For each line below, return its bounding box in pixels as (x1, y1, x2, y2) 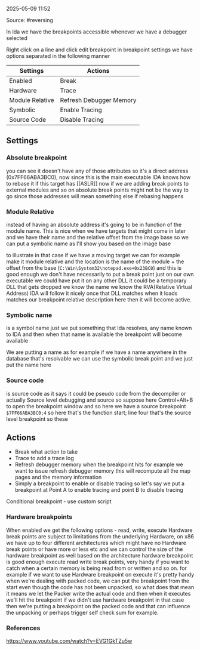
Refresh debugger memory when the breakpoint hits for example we (14, 461, 183, 468)
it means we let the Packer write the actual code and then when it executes (6, 590, 191, 597)
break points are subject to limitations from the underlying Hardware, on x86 (6, 532, 194, 540)
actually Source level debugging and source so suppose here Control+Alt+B (6, 396, 193, 403)
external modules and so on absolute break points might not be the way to (6, 186, 189, 193)
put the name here (6, 361, 52, 369)
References (6, 624, 41, 632)
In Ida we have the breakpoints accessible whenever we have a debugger (6, 28, 187, 35)
